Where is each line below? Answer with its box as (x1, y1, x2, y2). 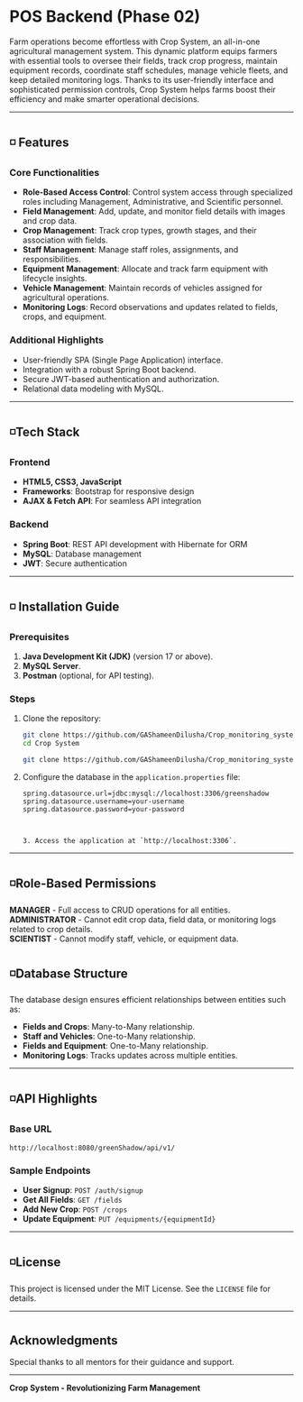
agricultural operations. (22, 292, 110, 303)
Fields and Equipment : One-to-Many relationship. (22, 1040, 209, 1051)
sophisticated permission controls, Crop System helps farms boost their (9, 84, 277, 95)
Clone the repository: (22, 713, 102, 724)
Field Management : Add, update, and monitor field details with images (22, 206, 286, 217)
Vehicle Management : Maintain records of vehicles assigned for (22, 282, 263, 294)
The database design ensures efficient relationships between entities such (9, 994, 287, 1005)
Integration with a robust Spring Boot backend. (22, 363, 197, 375)
